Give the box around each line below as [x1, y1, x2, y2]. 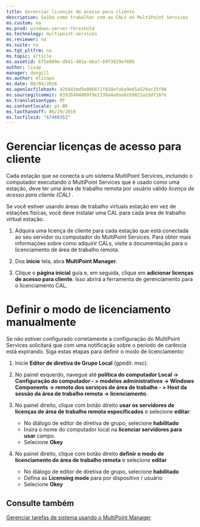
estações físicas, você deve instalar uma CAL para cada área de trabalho [6, 209, 186, 217]
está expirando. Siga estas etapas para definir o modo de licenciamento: [6, 348, 184, 355]
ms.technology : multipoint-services [6, 31, 97, 37]
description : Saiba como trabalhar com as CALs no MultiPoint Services [6, 14, 188, 20]
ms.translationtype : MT [6, 97, 66, 103]
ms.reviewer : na [6, 36, 47, 42]
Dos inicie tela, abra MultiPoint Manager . [14, 258, 118, 265]
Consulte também [6, 498, 75, 508]
